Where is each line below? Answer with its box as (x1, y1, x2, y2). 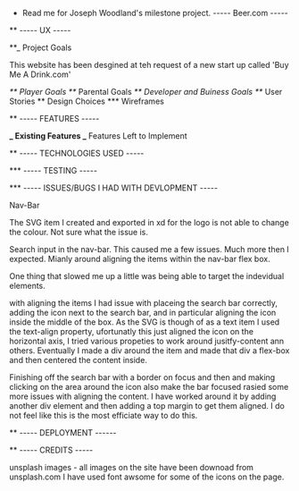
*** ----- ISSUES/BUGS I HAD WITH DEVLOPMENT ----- (9, 182, 219, 193)
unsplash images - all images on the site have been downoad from (9, 462, 254, 472)
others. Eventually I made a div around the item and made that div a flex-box (9, 345, 290, 356)
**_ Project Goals (9, 42, 72, 53)
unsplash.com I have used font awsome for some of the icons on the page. (9, 471, 285, 482)
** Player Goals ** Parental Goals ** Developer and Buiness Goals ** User (9, 87, 283, 97)
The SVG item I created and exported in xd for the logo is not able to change (9, 217, 290, 227)
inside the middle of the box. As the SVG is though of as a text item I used (9, 317, 280, 327)
